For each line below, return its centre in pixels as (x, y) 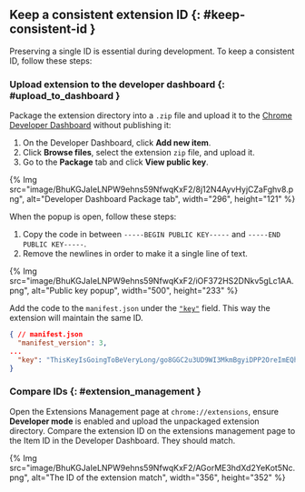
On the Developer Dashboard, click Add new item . (117, 143)
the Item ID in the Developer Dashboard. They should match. (123, 440)
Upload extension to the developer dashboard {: (117, 84)
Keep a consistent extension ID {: (105, 15)
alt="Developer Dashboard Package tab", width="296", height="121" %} (161, 199)
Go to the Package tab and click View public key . (115, 162)
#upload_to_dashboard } (65, 95)
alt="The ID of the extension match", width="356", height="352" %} (158, 477)
